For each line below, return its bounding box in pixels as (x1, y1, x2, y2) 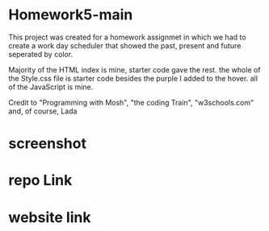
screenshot (8, 134, 87, 153)
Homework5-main (8, 6, 133, 24)
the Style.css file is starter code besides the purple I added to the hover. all (8, 73, 258, 83)
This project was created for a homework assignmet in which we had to (8, 32, 246, 42)
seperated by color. (8, 49, 74, 59)
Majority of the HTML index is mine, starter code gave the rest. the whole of (8, 64, 261, 74)
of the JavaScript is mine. (8, 82, 94, 92)
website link (8, 208, 91, 226)
